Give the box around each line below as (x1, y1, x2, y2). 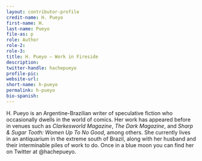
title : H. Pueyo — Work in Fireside (6, 54, 98, 60)
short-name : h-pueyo (6, 82, 58, 88)
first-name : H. (6, 20, 45, 26)
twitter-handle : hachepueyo (6, 65, 77, 71)
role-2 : (6, 43, 26, 49)
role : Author (6, 37, 39, 43)
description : (6, 59, 39, 65)
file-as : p (6, 31, 34, 37)
